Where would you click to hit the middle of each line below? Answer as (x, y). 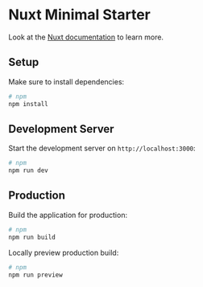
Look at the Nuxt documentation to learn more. (86, 37)
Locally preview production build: (64, 252)
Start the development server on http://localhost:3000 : (102, 148)
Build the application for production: (68, 215)
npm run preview (35, 275)
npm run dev (28, 170)
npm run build (32, 237)
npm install (28, 104)
